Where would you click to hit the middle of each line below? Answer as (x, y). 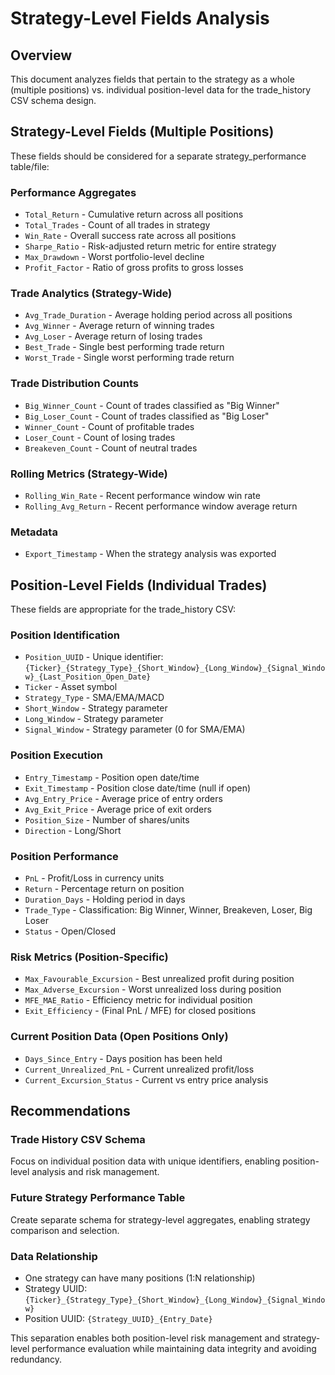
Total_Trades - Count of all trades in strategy (117, 225)
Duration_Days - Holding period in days (105, 899)
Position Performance (64, 856)
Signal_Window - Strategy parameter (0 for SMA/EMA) (135, 729)
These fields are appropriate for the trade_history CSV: (123, 609)
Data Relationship (54, 1256)
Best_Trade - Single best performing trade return (124, 347)
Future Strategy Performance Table (98, 1198)
